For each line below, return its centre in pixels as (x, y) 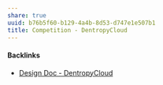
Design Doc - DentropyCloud (66, 72)
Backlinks (24, 55)
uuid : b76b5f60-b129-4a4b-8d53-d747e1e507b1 (81, 23)
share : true (27, 15)
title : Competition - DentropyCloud (67, 30)
